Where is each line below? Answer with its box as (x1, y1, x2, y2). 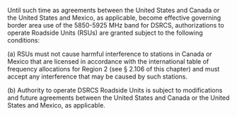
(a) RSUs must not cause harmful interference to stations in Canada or (7, 50, 212, 58)
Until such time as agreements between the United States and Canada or (7, 6, 220, 14)
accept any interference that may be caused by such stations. (7, 72, 188, 81)
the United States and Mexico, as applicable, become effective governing (7, 13, 221, 22)
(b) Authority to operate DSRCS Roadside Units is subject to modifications (7, 86, 223, 94)
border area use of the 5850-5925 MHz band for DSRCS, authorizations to (7, 21, 224, 29)
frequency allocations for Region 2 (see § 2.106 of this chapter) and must (7, 65, 220, 73)
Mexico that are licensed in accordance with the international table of (7, 57, 209, 66)
